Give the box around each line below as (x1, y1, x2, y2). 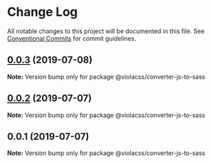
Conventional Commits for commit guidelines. (7, 34, 136, 42)
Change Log (7, 4, 78, 20)
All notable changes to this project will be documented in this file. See (7, 27, 205, 35)
